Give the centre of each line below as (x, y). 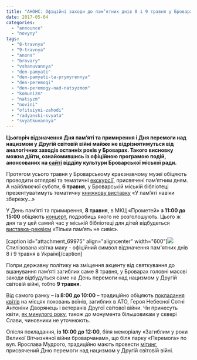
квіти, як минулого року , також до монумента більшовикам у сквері (91, 314)
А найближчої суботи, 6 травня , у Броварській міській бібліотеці (87, 186)
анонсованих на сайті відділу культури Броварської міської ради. (91, 163)
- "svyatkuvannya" (34, 121)
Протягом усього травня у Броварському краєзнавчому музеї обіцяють (96, 174)
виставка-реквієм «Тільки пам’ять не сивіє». (62, 229)
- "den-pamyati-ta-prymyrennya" (51, 77)
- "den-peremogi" (33, 83)
